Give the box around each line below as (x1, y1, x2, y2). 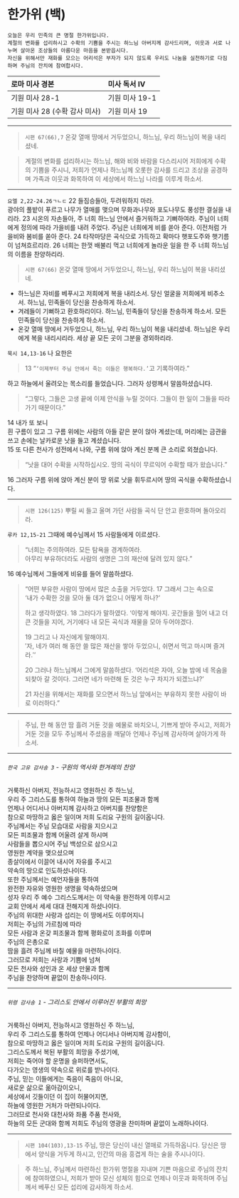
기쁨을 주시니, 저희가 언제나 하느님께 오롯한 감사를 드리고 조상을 (32, 165, 209, 174)
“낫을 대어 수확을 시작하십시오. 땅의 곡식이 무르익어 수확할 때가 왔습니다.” (24, 460, 228, 469)
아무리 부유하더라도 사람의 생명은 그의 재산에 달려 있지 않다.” (24, 554, 193, 563)
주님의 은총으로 (7, 938, 50, 946)
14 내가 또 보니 (7, 418, 48, 426)
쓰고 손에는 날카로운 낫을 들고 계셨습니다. (7, 436, 122, 444)
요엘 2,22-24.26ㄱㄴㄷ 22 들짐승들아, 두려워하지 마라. (7, 196, 154, 205)
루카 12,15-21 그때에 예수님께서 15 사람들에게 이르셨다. (7, 530, 160, 538)
